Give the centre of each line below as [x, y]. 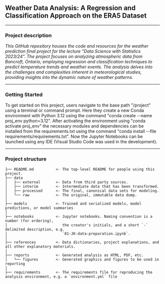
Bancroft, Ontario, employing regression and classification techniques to [79, 62]
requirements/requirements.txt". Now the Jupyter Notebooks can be [74, 136]
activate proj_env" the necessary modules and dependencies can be [74, 126]
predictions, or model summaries [39, 208]
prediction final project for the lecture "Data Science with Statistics [73, 52]
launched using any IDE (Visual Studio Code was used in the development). [81, 142]
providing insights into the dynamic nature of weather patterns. [69, 77]
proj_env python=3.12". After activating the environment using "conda [75, 121]
